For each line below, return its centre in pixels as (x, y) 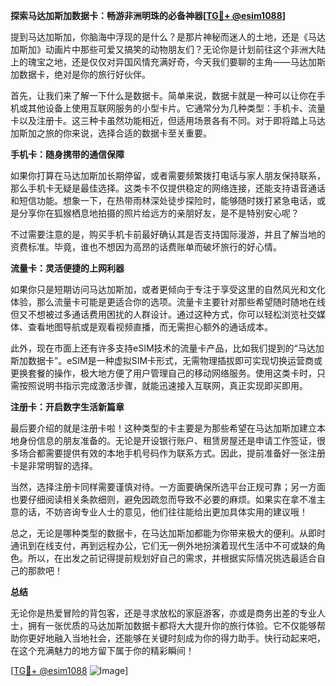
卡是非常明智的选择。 (54, 465)
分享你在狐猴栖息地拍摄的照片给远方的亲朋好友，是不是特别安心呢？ (159, 213)
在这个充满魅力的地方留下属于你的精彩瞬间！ (102, 650)
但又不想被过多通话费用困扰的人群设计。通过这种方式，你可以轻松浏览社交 (163, 314)
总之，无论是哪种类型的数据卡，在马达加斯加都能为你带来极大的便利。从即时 (168, 533)
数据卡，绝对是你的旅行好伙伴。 (84, 74)
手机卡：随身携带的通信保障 (67, 154)
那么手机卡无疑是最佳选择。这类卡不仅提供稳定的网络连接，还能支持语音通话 (168, 188)
